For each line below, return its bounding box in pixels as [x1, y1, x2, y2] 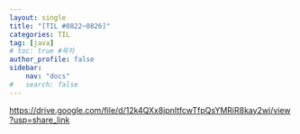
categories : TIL [9, 30, 70, 39]
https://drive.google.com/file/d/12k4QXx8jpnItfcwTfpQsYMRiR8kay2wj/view [9, 104, 291, 115]
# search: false [9, 80, 78, 89]
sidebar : [9, 64, 42, 73]
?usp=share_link [9, 114, 70, 125]
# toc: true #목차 [9, 47, 75, 56]
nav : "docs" [25, 72, 70, 81]
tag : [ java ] [9, 38, 54, 48]
